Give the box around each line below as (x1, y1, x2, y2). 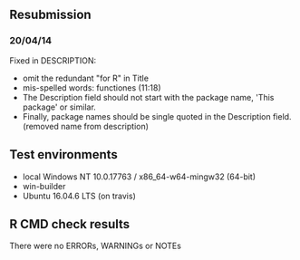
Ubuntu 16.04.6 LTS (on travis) (22, 190, 136, 201)
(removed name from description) (22, 120, 150, 131)
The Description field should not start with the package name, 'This (22, 91, 275, 102)
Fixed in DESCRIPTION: (9, 54, 97, 66)
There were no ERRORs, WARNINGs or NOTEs (9, 240, 181, 252)
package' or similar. (22, 101, 97, 112)
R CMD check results (9, 217, 131, 232)
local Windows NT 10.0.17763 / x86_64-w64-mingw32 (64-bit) (22, 171, 256, 182)
